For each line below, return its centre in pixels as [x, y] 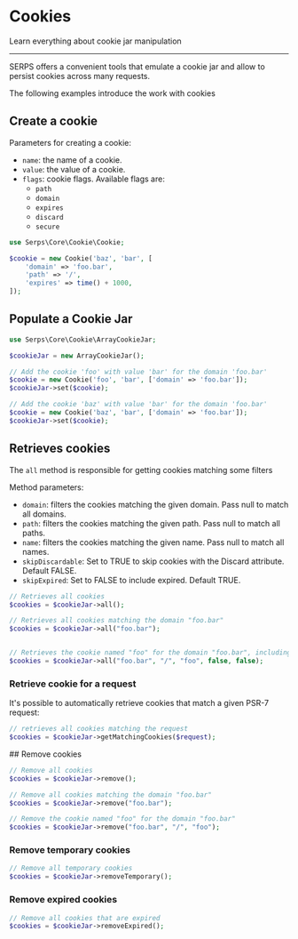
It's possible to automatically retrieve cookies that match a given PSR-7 [139, 703]
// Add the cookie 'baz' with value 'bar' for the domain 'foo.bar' [138, 405]
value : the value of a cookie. [74, 169]
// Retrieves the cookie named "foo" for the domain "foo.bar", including [150, 653]
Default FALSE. [49, 570]
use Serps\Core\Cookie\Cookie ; [67, 242]
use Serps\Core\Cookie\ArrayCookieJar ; [83, 340]
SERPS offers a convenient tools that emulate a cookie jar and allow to [137, 66]
